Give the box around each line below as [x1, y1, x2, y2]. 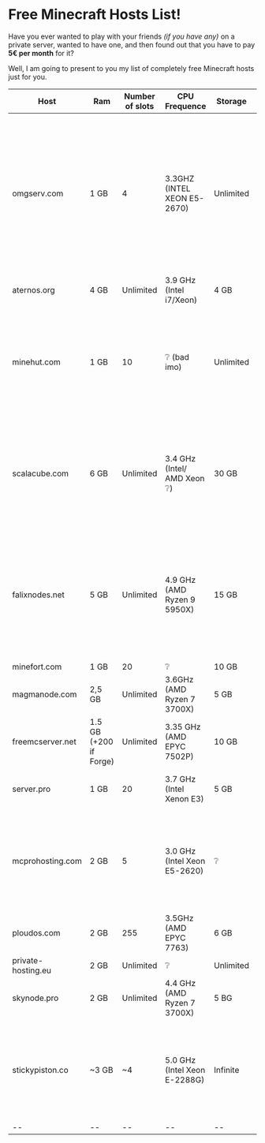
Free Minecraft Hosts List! [8, 6, 181, 24]
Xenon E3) [165, 793, 204, 804]
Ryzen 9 [165, 594, 196, 605]
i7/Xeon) [165, 294, 198, 305]
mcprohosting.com [12, 855, 83, 866]
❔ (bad [165, 351, 189, 362]
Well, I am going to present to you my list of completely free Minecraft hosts [8, 63, 255, 73]
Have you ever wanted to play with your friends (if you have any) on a [8, 32, 235, 41]
